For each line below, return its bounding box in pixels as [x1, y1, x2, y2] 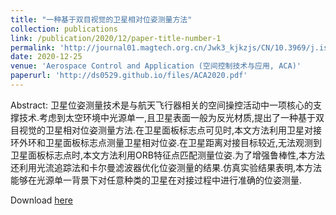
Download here [10, 194, 73, 206]
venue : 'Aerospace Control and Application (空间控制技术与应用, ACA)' [10, 61, 302, 71]
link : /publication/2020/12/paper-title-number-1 [10, 33, 222, 43]
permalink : [10, 42, 56, 53]
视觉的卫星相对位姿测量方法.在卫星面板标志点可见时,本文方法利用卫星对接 [18, 124, 323, 136]
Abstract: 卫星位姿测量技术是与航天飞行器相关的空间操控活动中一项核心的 [10, 99, 313, 111]
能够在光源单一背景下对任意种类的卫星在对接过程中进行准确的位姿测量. [10, 174, 303, 186]
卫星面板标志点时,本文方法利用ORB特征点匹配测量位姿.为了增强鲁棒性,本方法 [10, 149, 325, 161]
